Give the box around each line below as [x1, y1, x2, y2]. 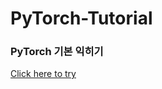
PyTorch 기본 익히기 [10, 45, 104, 59]
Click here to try [10, 68, 77, 80]
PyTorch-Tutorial [10, 7, 153, 30]
